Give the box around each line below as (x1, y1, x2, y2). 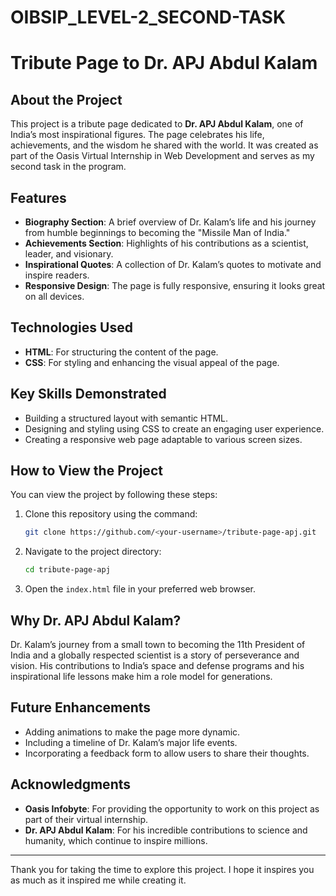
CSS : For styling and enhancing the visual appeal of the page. (24, 356, 280, 368)
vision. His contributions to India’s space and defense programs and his (10, 660, 305, 671)
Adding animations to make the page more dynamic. (24, 726, 241, 738)
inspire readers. (24, 269, 90, 281)
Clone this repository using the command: (24, 508, 198, 520)
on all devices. (24, 291, 85, 302)
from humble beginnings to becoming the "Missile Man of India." (24, 227, 291, 238)
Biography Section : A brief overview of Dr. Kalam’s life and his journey (24, 216, 317, 228)
